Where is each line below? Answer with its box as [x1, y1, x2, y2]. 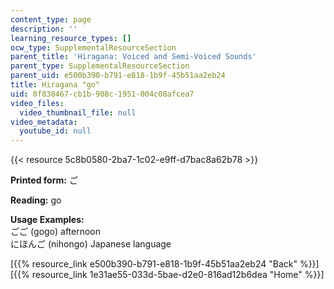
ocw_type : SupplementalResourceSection [10, 42, 177, 53]
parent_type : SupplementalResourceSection [10, 61, 190, 71]
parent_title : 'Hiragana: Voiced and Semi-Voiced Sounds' [10, 52, 257, 62]
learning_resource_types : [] [10, 33, 132, 43]
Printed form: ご [10, 174, 78, 186]
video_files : [10, 98, 65, 108]
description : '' [10, 24, 78, 34]
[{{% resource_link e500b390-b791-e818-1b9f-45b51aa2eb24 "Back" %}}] [10, 258, 320, 270]
